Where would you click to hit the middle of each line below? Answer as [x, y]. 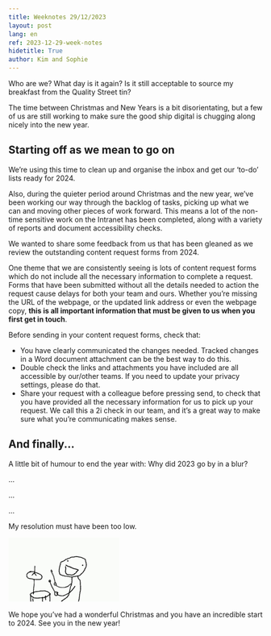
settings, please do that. [60, 385]
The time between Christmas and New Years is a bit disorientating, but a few [135, 108]
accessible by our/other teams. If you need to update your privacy [130, 376]
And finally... [42, 445]
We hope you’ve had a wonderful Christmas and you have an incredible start [135, 614]
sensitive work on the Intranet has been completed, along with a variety [144, 219]
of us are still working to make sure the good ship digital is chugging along [132, 116]
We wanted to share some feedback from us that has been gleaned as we [131, 243]
